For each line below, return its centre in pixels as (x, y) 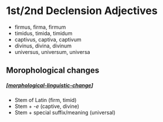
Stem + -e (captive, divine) (47, 106)
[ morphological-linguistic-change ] (50, 85)
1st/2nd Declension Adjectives (82, 11)
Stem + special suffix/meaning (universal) (65, 113)
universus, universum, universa (52, 52)
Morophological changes (53, 71)
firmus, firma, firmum (40, 27)
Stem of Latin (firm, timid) (45, 100)
